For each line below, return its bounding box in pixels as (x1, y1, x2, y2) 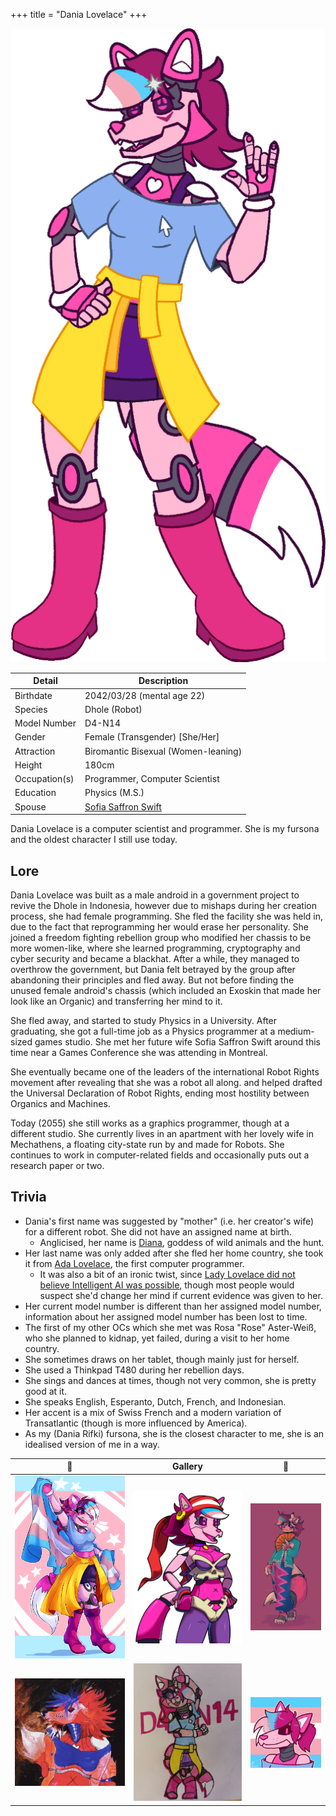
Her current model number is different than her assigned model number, (24, 1300, 322, 1312)
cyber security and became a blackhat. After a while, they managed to (10, 953, 300, 964)
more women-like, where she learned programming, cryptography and (10, 942, 301, 954)
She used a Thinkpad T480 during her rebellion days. (24, 1364, 245, 1376)
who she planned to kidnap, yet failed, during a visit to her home (24, 1332, 290, 1344)
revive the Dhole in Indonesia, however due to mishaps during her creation (10, 900, 317, 911)
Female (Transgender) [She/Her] (84, 731, 220, 743)
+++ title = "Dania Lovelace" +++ (10, 9, 148, 20)
